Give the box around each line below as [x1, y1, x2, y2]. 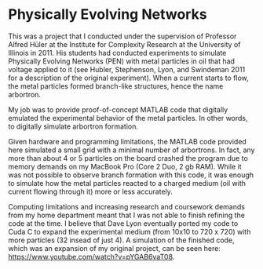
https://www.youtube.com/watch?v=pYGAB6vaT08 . [8, 252, 175, 261]
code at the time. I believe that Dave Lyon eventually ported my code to [8, 218, 239, 228]
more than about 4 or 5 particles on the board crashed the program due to [8, 153, 249, 162]
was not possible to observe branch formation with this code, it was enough [8, 170, 254, 180]
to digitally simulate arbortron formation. [8, 122, 139, 131]
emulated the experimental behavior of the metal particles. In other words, [8, 113, 249, 122]
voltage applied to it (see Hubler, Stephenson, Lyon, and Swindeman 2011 [8, 64, 246, 74]
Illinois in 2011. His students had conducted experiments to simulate [8, 48, 227, 57]
